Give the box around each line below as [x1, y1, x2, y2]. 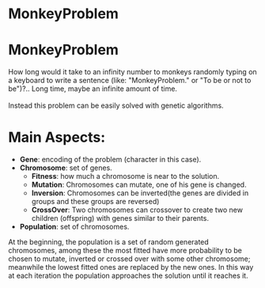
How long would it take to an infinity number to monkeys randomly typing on [8, 67, 257, 77]
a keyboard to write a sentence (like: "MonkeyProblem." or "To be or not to [8, 76, 252, 85]
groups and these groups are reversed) [31, 197, 160, 207]
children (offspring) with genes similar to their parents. [31, 214, 210, 223]
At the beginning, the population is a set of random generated [8, 237, 210, 247]
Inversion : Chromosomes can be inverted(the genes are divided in [31, 188, 249, 198]
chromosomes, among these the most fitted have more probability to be [8, 246, 243, 256]
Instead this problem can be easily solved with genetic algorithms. [8, 100, 224, 111]
